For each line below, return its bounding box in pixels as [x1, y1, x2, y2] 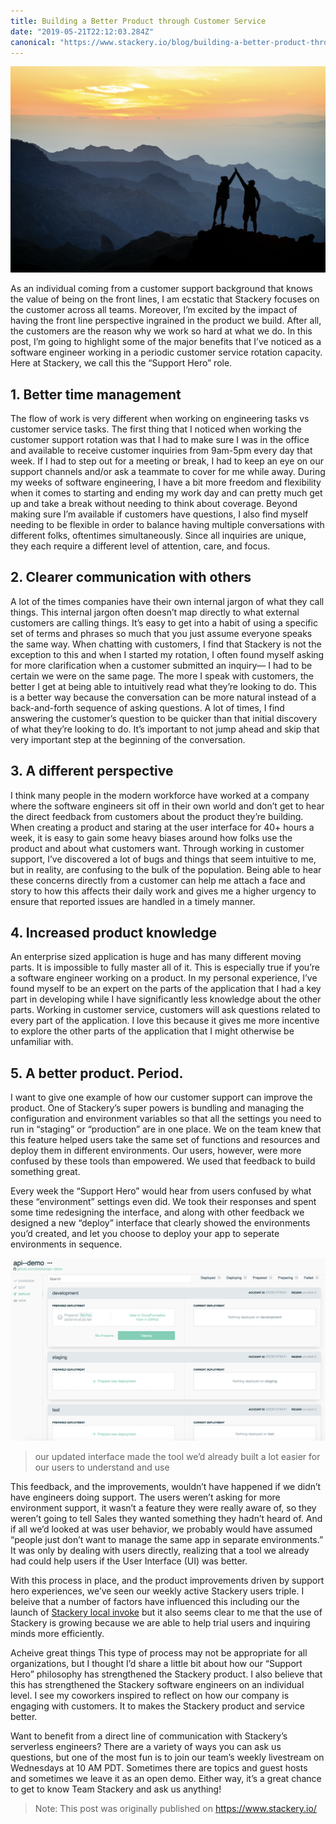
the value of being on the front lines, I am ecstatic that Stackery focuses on [10, 293, 320, 305]
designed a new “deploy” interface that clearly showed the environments [10, 1217, 311, 1229]
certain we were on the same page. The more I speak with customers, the [10, 670, 314, 682]
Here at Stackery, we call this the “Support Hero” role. [10, 357, 233, 369]
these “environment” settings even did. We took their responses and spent [10, 1196, 317, 1208]
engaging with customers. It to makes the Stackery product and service [10, 1700, 305, 1712]
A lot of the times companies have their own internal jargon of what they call [10, 595, 325, 607]
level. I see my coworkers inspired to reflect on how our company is [10, 1690, 290, 1702]
